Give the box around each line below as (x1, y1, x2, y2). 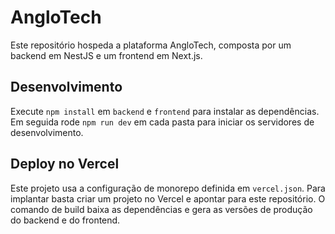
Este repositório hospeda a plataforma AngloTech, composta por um (10, 39, 292, 51)
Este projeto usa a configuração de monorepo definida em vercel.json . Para (10, 182, 326, 194)
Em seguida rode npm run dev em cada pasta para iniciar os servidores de (10, 116, 315, 128)
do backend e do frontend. (10, 214, 121, 226)
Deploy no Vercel (10, 156, 120, 173)
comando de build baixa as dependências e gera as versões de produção (10, 203, 313, 215)
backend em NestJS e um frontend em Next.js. (10, 49, 203, 61)
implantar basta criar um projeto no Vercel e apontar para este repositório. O (10, 192, 326, 205)
